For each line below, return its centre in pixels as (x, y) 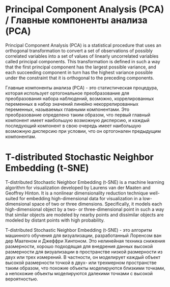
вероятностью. (22, 279)
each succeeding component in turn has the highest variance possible (79, 72)
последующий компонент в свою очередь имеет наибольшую (73, 126)
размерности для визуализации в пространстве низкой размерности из (84, 252)
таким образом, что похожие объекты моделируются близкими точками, (85, 268)
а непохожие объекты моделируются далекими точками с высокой (79, 273)
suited (12, 198)
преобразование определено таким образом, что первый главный (78, 115)
